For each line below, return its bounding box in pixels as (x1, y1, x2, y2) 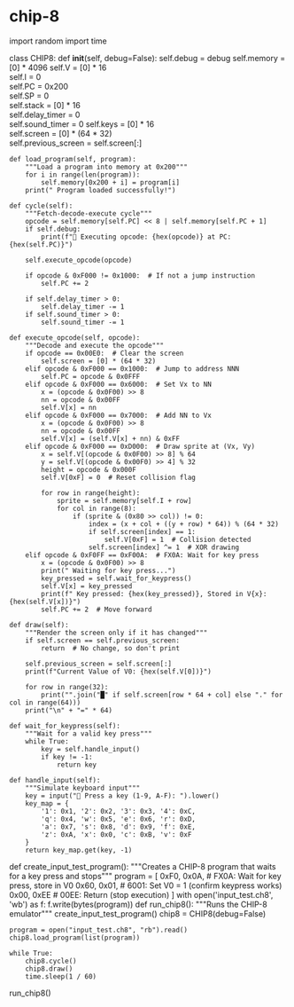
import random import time (9, 35, 108, 46)
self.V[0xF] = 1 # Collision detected (104, 535, 251, 544)
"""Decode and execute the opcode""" (25, 341, 165, 350)
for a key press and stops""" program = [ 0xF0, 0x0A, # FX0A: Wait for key (9, 870, 282, 881)
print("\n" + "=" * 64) (25, 705, 113, 715)
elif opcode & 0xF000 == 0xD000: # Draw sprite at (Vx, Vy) (25, 442, 255, 451)
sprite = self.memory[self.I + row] (56, 496, 192, 505)
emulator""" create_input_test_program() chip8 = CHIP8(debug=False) (9, 908, 267, 919)
